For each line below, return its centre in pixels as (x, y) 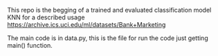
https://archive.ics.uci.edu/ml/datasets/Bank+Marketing (87, 25)
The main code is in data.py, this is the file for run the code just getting (108, 38)
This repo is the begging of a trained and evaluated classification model (109, 10)
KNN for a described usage (46, 17)
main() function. (30, 45)
